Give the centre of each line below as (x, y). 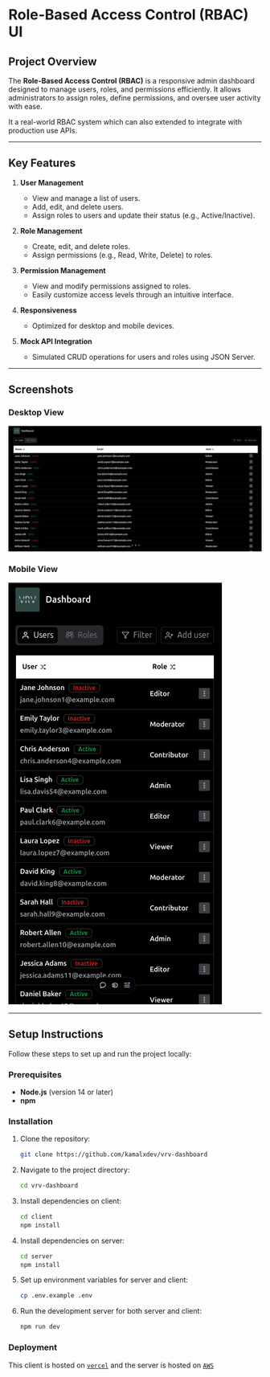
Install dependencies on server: (72, 1240)
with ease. (25, 106)
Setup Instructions (56, 1034)
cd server (37, 1256)
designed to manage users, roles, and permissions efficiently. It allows (125, 89)
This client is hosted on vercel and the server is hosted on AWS (111, 1365)
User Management (52, 182)
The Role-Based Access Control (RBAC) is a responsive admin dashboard (132, 81)
